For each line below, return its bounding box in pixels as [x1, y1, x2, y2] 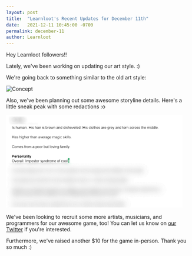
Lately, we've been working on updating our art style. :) [6, 62, 140, 70]
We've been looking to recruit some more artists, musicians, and [6, 213, 162, 220]
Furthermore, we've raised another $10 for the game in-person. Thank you [6, 237, 187, 244]
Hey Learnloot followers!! [6, 51, 67, 58]
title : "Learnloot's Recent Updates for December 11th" [6, 15, 149, 22]
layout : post [6, 9, 38, 15]
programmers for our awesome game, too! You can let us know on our [6, 220, 177, 227]
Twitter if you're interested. [6, 225, 72, 232]
